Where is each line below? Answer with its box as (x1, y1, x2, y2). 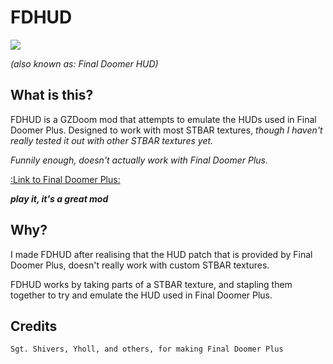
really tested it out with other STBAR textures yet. (10, 134, 214, 146)
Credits (10, 317, 58, 335)
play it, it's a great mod (10, 192, 109, 205)
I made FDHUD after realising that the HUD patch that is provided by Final (10, 248, 313, 260)
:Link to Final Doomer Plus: (10, 173, 121, 185)
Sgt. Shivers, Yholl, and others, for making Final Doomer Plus (10, 344, 284, 355)
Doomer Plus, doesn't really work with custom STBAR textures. (10, 259, 270, 271)
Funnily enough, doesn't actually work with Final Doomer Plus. (10, 154, 269, 166)
